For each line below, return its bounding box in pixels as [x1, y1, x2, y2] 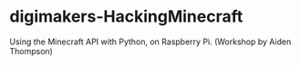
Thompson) [9, 45, 53, 56]
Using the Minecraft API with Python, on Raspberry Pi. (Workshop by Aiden [9, 36, 292, 47]
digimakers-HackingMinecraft [9, 6, 243, 27]
